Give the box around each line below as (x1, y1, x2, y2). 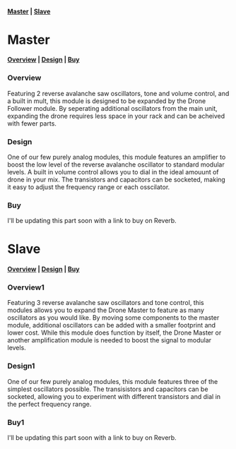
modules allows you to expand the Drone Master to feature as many (7, 306, 205, 315)
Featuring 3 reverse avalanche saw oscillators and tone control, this (7, 299, 204, 307)
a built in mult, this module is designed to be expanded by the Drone (7, 97, 206, 105)
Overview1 (7, 282, 45, 292)
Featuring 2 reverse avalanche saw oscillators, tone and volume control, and (7, 89, 230, 97)
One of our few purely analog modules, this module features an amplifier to (7, 152, 226, 161)
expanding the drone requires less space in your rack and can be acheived (7, 112, 225, 120)
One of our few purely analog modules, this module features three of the (7, 377, 218, 385)
